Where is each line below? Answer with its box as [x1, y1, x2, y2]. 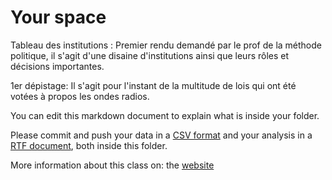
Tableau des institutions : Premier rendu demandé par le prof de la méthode [10, 39, 322, 51]
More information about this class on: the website [10, 159, 215, 171]
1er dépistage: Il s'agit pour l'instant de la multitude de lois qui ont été [10, 79, 297, 91]
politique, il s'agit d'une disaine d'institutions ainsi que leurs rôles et [10, 49, 290, 61]
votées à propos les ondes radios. [10, 90, 150, 102]
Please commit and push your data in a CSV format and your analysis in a [10, 129, 313, 141]
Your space [10, 6, 107, 29]
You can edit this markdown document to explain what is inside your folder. [10, 109, 320, 121]
